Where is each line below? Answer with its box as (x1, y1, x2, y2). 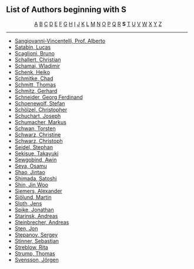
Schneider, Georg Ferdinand (14, 94, 83, 101)
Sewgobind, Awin (14, 156, 57, 163)
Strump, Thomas (14, 250, 55, 257)
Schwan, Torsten (14, 125, 56, 132)
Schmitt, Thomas (14, 81, 56, 88)
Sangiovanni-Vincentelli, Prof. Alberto (14, 37, 106, 44)
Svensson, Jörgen (14, 256, 59, 263)
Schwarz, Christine (14, 131, 61, 138)
